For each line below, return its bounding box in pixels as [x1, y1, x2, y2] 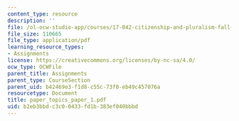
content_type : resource [7, 10, 78, 18]
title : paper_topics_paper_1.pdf [7, 97, 107, 104]
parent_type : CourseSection [7, 76, 91, 84]
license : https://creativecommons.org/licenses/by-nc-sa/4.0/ [7, 57, 196, 64]
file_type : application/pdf [7, 37, 91, 44]
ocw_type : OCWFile [7, 63, 62, 70]
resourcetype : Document [7, 90, 78, 97]
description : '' [7, 17, 55, 24]
